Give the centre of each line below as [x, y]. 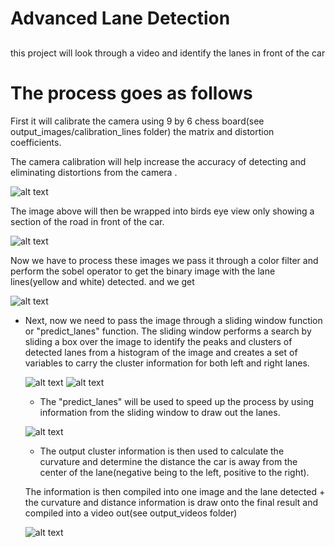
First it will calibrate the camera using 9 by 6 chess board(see [137, 121]
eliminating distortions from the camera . [94, 172]
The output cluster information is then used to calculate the [162, 451]
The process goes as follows [131, 93]
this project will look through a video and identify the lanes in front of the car [168, 53]
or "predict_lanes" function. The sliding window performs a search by [168, 331]
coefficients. [36, 142]
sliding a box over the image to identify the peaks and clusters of [158, 341]
